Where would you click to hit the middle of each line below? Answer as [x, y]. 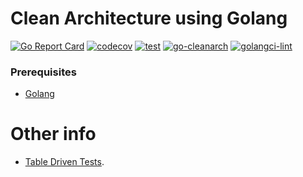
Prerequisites [43, 72]
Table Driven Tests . [64, 162]
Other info [53, 134]
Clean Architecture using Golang [149, 18]
